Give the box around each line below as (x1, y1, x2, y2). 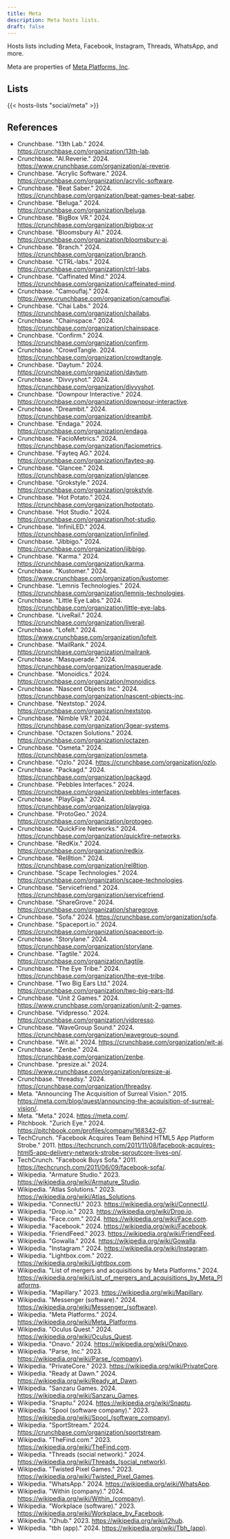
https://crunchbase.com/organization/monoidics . (17, 677, 157, 685)
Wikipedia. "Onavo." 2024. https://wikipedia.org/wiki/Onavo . (17, 1340, 189, 1348)
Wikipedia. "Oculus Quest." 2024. (17, 1325, 113, 1333)
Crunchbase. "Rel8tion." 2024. (17, 854, 105, 862)
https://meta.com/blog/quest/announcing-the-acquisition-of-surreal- (17, 1097, 215, 1105)
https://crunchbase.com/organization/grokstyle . (17, 486, 154, 494)
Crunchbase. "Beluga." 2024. (17, 199, 101, 206)
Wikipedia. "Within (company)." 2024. (17, 1487, 125, 1495)
